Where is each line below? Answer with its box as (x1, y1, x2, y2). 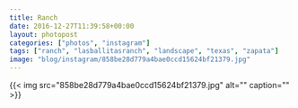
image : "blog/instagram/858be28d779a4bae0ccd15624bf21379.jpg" (9, 55, 251, 64)
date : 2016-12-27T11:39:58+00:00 (9, 22, 135, 31)
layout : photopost (9, 30, 78, 39)
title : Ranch (9, 13, 58, 22)
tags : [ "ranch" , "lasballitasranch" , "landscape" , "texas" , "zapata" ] (9, 47, 279, 56)
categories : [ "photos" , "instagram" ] (9, 38, 151, 48)
